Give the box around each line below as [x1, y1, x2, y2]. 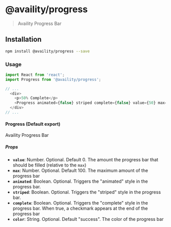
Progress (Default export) [5, 121, 61, 127]
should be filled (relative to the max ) [12, 162, 87, 168]
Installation [5, 35, 42, 44]
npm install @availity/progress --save [5, 48, 90, 54]
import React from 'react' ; [5, 72, 65, 77]
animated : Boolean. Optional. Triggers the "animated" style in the [12, 178, 148, 184]
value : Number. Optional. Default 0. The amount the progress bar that [12, 157, 159, 163]
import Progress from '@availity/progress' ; [5, 77, 101, 82]
